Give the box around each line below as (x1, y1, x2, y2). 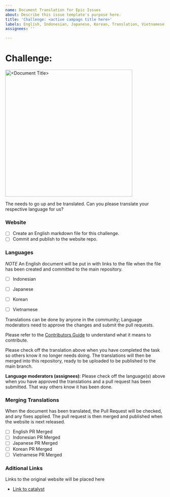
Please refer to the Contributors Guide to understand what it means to (5, 332, 151, 338)
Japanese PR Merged (12, 440, 58, 446)
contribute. (5, 337, 28, 343)
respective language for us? (5, 206, 64, 212)
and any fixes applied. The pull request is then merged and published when (5, 413, 163, 419)
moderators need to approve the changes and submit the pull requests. (5, 322, 154, 328)
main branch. (5, 363, 33, 370)
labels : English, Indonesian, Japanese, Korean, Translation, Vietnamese (5, 21, 165, 27)
